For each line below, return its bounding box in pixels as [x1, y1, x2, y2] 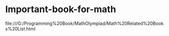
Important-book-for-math [5, 4, 116, 15]
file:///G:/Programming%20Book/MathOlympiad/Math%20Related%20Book [5, 20, 164, 26]
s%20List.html [5, 25, 36, 31]
